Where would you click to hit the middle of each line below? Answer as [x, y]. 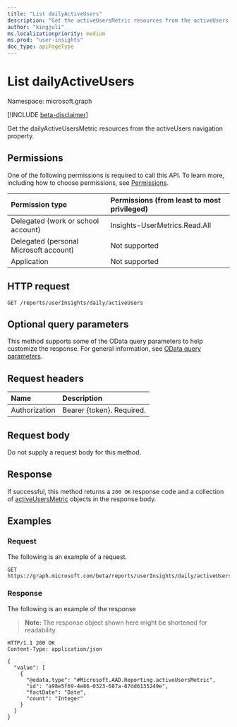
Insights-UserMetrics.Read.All [161, 225]
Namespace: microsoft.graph [50, 101]
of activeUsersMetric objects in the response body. [82, 499]
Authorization [33, 410]
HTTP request [39, 287]
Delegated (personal [45, 241]
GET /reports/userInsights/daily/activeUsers [75, 303]
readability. [41, 630]
